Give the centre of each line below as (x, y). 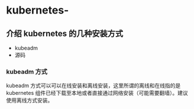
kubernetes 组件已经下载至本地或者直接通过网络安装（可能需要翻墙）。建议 (97, 93)
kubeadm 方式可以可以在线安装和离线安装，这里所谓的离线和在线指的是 (93, 85)
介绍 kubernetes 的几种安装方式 (64, 33)
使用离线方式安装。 (30, 100)
